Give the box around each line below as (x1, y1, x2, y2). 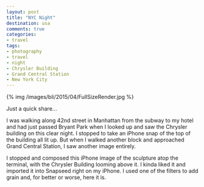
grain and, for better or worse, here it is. (6, 174, 107, 181)
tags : (6, 43, 20, 49)
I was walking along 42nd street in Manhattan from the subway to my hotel (6, 117, 194, 124)
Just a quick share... (6, 105, 57, 112)
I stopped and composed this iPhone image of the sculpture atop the (6, 154, 178, 161)
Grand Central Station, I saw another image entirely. (6, 143, 136, 150)
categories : (6, 32, 37, 38)
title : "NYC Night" (6, 15, 56, 21)
